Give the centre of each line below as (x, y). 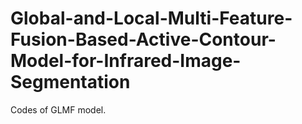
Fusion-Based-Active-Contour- (143, 39)
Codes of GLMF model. (58, 109)
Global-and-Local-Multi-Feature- (151, 18)
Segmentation (70, 82)
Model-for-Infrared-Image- (126, 61)
